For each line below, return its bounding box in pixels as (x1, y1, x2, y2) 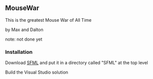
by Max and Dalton (5, 27, 43, 33)
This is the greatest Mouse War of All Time (5, 17, 92, 23)
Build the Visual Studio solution (5, 69, 68, 76)
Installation (5, 48, 33, 55)
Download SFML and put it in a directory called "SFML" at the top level (5, 60, 148, 66)
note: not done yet (5, 36, 43, 42)
